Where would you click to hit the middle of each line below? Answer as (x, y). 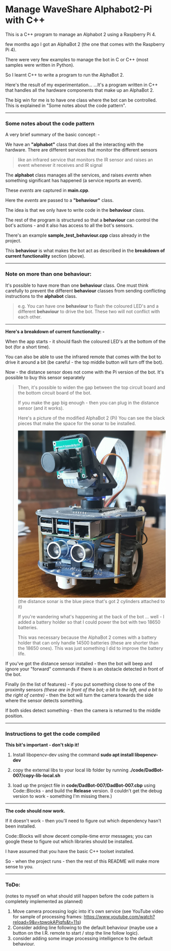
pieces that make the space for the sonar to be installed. (77, 423)
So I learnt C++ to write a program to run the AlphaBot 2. (65, 74)
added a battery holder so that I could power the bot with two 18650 (89, 622)
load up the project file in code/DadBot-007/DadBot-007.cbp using (84, 785)
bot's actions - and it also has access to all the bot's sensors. (69, 226)
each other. (30, 317)
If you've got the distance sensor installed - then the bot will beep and (79, 664)
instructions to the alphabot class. (41, 296)
